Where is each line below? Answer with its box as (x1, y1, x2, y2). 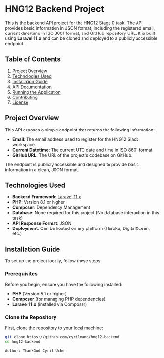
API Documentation (12, 84, 52, 90)
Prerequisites (5, 270, 38, 277)
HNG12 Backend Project (5, 3, 104, 15)
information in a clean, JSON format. (5, 166, 79, 173)
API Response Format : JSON (12, 220, 72, 226)
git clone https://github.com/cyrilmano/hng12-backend (5, 334, 120, 339)
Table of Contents (5, 55, 61, 64)
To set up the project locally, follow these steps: (5, 258, 102, 264)
